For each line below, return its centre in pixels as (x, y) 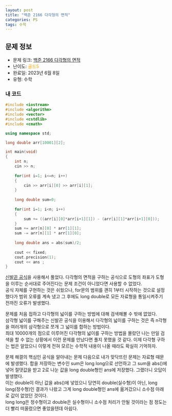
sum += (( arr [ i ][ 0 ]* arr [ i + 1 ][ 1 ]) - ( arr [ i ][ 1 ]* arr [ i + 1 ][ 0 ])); (92, 219)
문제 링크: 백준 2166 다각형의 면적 (46, 60)
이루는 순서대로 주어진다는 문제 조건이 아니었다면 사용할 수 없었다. (76, 284)
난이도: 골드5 (26, 66)
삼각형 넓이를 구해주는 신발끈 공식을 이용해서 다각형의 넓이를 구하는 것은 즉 (80, 320)
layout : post (19, 10)
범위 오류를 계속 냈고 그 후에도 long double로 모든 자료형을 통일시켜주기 (91, 297)
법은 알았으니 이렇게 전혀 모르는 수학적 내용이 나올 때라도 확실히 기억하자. (84, 346)
